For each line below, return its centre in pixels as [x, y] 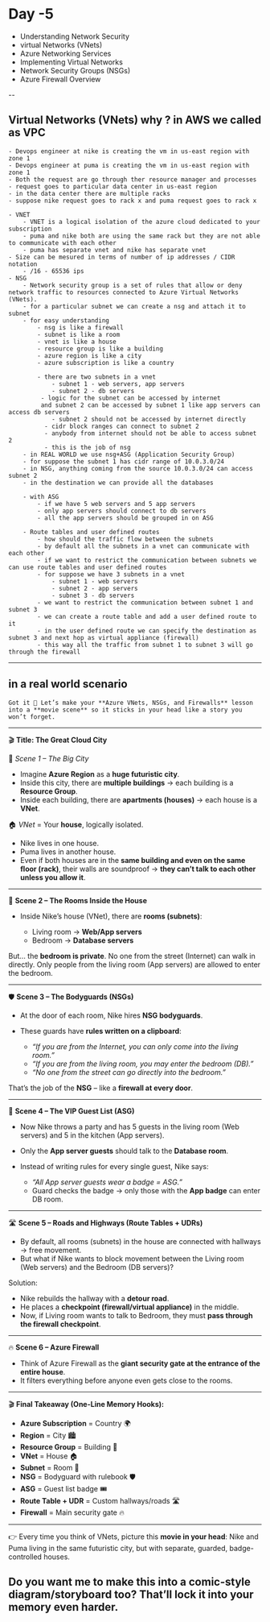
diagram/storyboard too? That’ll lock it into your [131, 1594]
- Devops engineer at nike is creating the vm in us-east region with [129, 151]
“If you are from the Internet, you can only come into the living [135, 1046]
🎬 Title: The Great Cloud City [58, 740]
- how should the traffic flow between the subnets [126, 539]
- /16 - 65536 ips [53, 271]
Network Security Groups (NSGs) [75, 70]
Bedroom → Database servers [83, 940]
